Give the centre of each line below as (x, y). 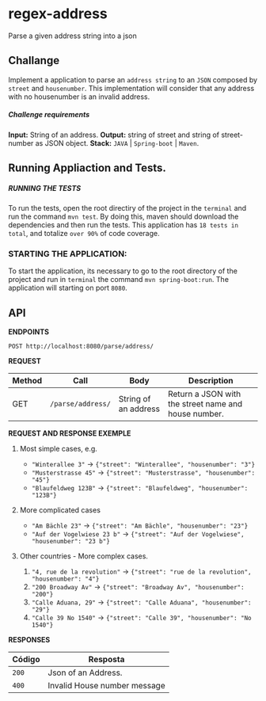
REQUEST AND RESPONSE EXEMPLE (70, 433)
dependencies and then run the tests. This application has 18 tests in (123, 225)
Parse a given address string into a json (72, 36)
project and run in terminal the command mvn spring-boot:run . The (119, 280)
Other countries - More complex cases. (84, 556)
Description (211, 381)
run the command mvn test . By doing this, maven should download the (123, 217)
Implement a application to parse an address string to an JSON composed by (133, 79)
